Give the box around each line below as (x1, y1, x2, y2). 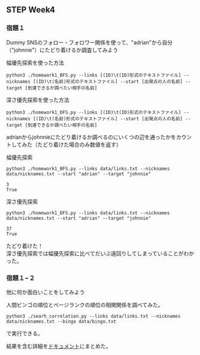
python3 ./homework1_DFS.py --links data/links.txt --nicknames (6, 210, 170, 216)
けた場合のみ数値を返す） (58, 141, 122, 148)
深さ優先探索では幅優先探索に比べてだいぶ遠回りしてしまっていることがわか (6, 249, 195, 257)
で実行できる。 (6, 330, 43, 337)
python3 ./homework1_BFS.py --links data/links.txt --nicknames (6, 165, 170, 172)
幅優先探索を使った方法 (6, 59, 64, 66)
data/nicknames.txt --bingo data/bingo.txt (6, 318, 117, 324)
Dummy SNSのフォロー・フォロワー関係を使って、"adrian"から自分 (6, 38, 173, 46)
